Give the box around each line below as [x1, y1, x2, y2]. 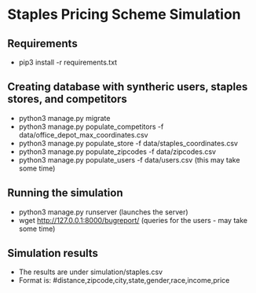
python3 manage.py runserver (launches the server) [18, 207, 189, 217]
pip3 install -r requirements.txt [18, 57, 118, 67]
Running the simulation [7, 186, 123, 200]
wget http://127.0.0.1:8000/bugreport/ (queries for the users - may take [18, 215, 248, 225]
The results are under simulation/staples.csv [18, 267, 163, 277]
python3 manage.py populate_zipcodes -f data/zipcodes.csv [18, 147, 217, 156]
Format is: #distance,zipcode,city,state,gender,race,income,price [18, 276, 230, 285]
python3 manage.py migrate [18, 113, 111, 123]
